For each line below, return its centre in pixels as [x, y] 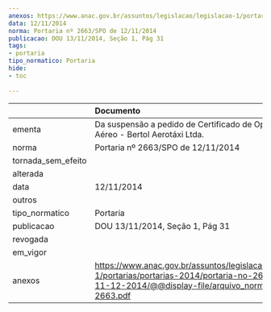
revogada [30, 239]
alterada [28, 173]
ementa [27, 129]
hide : [17, 69]
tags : [17, 46]
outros [25, 200]
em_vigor [29, 252]
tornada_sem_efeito [50, 160]
